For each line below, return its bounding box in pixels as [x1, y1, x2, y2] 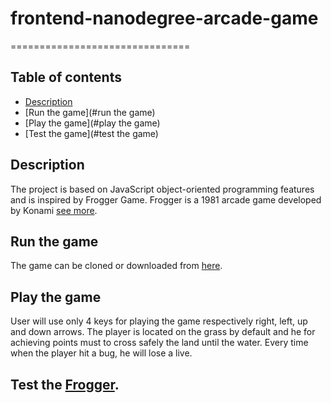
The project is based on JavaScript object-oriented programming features [10, 183, 315, 195]
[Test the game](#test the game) [24, 127, 159, 139]
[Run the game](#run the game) [24, 106, 156, 118]
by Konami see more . [10, 204, 98, 216]
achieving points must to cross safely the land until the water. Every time [10, 337, 309, 349]
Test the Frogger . [10, 376, 120, 393]
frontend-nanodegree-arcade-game [10, 7, 319, 30]
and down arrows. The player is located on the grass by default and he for [10, 326, 316, 338]
